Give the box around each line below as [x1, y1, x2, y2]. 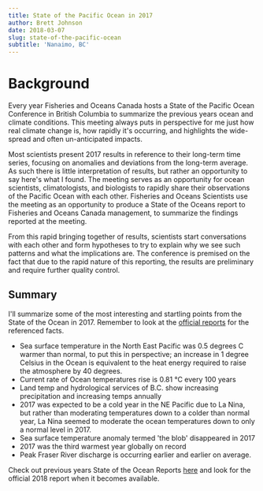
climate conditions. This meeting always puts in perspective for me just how [8, 117, 254, 127]
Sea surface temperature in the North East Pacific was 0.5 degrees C [19, 340, 244, 351]
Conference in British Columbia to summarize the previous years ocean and [8, 110, 254, 119]
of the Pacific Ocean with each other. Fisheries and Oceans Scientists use [8, 192, 248, 201]
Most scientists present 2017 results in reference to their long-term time [8, 150, 242, 159]
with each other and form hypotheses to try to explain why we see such [8, 240, 241, 250]
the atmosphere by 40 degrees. [19, 366, 123, 375]
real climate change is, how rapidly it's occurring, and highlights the [8, 126, 228, 136]
